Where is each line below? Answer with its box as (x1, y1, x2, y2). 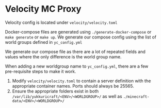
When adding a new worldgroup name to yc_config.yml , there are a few (5, 63, 149, 69)
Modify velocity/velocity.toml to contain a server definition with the (12, 78, 151, 84)
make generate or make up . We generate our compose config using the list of (5, 34, 157, 40)
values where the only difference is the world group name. (5, 54, 122, 59)
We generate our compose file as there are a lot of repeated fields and (5, 49, 145, 54)
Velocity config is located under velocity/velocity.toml (5, 19, 118, 25)
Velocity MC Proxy (5, 3, 81, 15)
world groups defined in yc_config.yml (5, 39, 82, 45)
